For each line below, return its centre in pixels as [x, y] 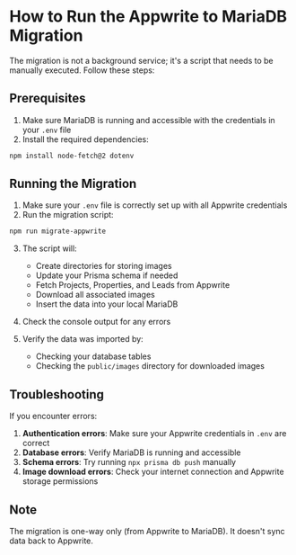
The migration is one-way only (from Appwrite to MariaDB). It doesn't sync [147, 531]
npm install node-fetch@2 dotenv [72, 156]
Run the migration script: [68, 215]
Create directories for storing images [104, 266]
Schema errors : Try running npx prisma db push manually [129, 462]
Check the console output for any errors [96, 322]
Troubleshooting [57, 394]
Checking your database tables [93, 356]
